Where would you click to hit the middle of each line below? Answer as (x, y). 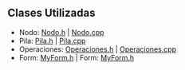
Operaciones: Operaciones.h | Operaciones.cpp (98, 49)
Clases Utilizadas (51, 13)
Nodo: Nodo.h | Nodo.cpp (61, 32)
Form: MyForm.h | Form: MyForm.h (77, 57)
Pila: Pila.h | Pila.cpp (52, 41)
